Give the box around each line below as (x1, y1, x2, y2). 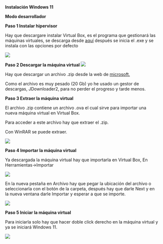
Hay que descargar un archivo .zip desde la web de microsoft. (5, 72, 130, 77)
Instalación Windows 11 (5, 4, 54, 10)
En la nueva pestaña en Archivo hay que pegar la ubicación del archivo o (5, 181, 151, 187)
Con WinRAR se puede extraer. (5, 129, 67, 134)
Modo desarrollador (5, 14, 46, 19)
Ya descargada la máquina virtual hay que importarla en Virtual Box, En (5, 157, 148, 163)
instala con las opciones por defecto (5, 43, 79, 48)
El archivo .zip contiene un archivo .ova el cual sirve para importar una (5, 105, 146, 111)
